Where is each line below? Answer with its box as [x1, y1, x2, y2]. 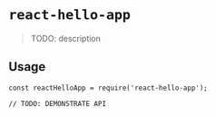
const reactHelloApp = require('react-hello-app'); [8, 83, 208, 93]
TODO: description [30, 33, 102, 44]
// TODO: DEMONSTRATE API [8, 99, 106, 108]
